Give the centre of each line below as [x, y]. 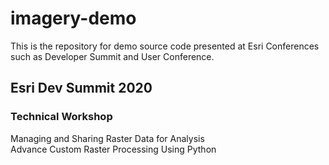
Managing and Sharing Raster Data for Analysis [107, 138]
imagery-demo [73, 18]
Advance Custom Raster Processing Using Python [113, 149]
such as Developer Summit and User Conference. [112, 56]
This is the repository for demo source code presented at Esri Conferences [165, 46]
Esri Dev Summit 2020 [81, 88]
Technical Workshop [61, 117]
